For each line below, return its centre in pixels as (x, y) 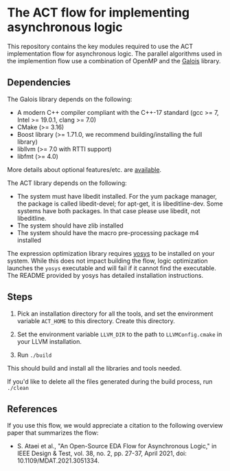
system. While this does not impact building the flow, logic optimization (107, 261)
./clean (18, 388)
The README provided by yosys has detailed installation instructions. (105, 275)
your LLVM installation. (49, 341)
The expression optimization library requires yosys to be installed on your (111, 253)
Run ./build (34, 355)
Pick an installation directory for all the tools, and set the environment (115, 314)
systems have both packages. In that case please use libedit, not (108, 210)
